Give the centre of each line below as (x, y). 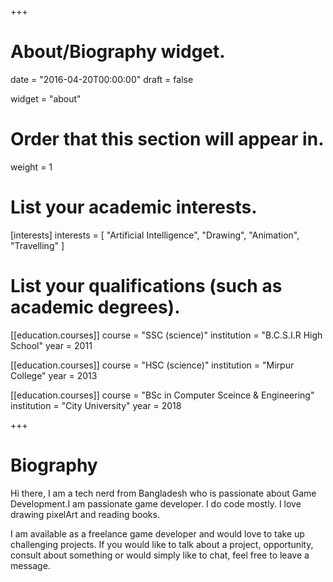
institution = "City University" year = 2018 (96, 405)
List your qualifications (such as (146, 286)
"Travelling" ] (37, 245)
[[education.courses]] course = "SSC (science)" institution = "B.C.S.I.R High (166, 335)
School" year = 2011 (51, 345)
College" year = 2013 (54, 375)
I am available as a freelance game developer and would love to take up (157, 533)
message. (30, 565)
